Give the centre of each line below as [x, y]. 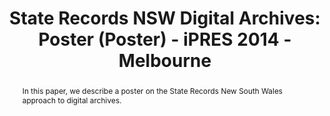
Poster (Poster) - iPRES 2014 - [165, 39]
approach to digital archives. [71, 100]
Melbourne [165, 61]
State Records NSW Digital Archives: [165, 18]
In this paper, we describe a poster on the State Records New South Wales [152, 90]
